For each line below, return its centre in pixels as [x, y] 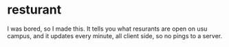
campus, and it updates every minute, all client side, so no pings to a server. [115, 35]
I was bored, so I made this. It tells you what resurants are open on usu [107, 29]
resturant [34, 10]
